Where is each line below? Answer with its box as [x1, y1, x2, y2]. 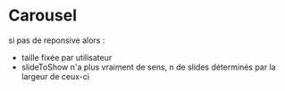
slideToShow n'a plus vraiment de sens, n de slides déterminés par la [21, 62, 276, 72]
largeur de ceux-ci [21, 70, 90, 81]
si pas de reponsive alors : [8, 35, 105, 45]
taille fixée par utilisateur [21, 52, 113, 62]
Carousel [8, 5, 78, 26]
